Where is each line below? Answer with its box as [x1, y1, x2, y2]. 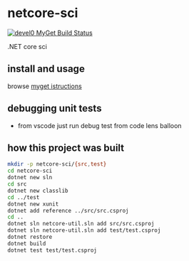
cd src [7, 181, 27, 188]
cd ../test [7, 193, 40, 201]
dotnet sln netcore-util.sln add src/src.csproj [7, 220, 155, 228]
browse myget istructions [7, 82, 82, 90]
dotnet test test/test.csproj [7, 247, 98, 254]
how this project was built [7, 142, 125, 154]
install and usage [7, 63, 86, 75]
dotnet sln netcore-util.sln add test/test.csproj [7, 227, 161, 234]
